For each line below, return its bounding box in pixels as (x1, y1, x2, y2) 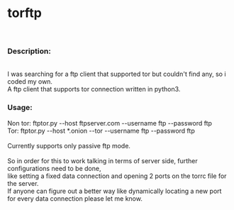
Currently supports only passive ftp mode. (7, 141, 131, 150)
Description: (7, 46, 51, 56)
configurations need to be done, (7, 164, 101, 172)
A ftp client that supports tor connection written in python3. (7, 85, 181, 94)
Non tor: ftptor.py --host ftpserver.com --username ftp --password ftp (7, 118, 213, 127)
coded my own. (7, 77, 53, 86)
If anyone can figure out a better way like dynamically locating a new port (7, 187, 222, 195)
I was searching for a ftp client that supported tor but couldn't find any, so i (7, 70, 226, 79)
